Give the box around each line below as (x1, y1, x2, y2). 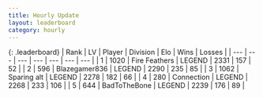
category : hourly (8, 26, 66, 34)
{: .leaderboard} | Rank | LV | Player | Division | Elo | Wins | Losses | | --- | (8, 48, 247, 57)
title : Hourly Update (8, 11, 80, 20)
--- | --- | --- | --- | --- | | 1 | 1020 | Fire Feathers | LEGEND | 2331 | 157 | (17, 56, 251, 65)
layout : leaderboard (8, 19, 77, 27)
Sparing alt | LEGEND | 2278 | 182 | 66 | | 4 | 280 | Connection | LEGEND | (8, 72, 249, 82)
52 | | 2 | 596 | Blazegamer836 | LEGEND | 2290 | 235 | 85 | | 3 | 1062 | (8, 64, 239, 74)
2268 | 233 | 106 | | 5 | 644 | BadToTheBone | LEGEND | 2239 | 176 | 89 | (8, 81, 245, 90)
